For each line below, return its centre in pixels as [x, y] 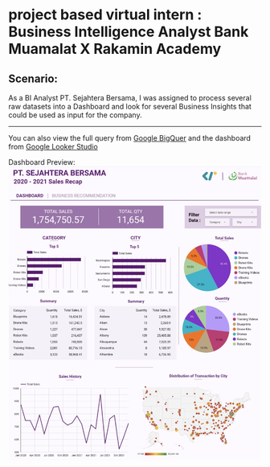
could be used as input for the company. [75, 115]
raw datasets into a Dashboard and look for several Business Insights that [130, 107]
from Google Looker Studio [53, 147]
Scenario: [33, 78]
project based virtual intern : [105, 15]
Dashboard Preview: [42, 162]
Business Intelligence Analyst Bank [129, 32]
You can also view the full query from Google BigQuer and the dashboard [130, 138]
